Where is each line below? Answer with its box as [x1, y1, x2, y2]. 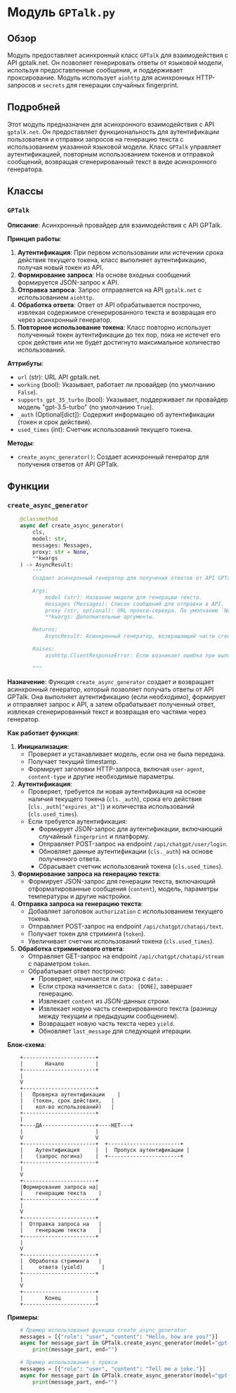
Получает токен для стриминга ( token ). [27, 929, 146, 938]
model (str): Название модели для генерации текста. [44, 593, 202, 601]
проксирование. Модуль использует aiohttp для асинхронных [7, 73, 195, 82]
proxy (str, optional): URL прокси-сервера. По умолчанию [44, 607, 218, 614]
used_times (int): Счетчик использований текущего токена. [17, 425, 193, 433]
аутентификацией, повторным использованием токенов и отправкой [7, 149, 214, 159]
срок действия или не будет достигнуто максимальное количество [17, 338, 221, 346]
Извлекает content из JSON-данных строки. [38, 996, 171, 1005]
